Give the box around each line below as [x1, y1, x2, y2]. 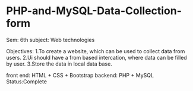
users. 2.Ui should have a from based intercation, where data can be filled [6, 54, 187, 61]
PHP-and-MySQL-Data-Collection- [6, 4, 182, 18]
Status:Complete [6, 78, 48, 85]
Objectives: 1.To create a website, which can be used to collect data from [6, 47, 185, 54]
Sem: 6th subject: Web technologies [6, 36, 95, 43]
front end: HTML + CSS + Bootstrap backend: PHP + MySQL [6, 71, 154, 79]
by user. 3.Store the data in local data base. [6, 60, 113, 67]
